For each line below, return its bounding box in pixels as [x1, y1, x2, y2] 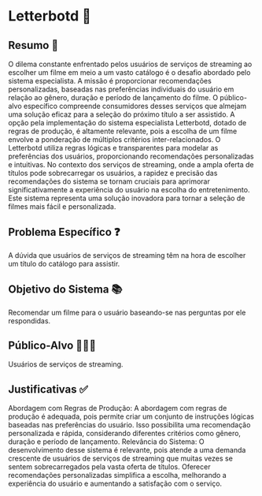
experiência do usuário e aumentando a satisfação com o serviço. [8, 479, 223, 488]
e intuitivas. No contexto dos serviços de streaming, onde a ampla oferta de [8, 160, 254, 169]
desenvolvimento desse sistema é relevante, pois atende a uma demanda [8, 446, 246, 455]
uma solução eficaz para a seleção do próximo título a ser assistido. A [8, 110, 235, 119]
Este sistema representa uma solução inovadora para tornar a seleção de [8, 193, 245, 203]
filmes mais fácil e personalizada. [8, 202, 116, 211]
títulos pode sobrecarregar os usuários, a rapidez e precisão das [8, 169, 218, 177]
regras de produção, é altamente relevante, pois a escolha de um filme [8, 126, 238, 136]
